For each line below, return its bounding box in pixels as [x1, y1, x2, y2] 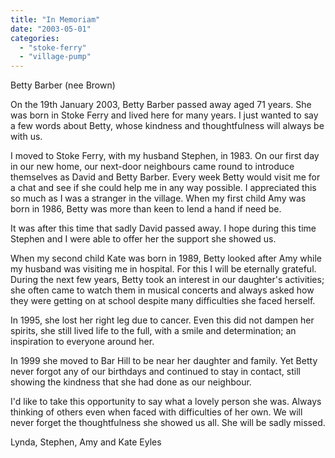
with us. [10, 131, 43, 143]
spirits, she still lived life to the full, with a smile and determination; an [10, 325, 297, 337]
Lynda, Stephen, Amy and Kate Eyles [10, 436, 162, 448]
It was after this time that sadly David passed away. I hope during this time [10, 222, 317, 235]
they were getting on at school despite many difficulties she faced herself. [10, 295, 316, 307]
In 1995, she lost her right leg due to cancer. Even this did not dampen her [10, 314, 315, 326]
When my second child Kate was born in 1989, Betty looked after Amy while [10, 252, 323, 265]
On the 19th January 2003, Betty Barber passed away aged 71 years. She [10, 99, 312, 111]
